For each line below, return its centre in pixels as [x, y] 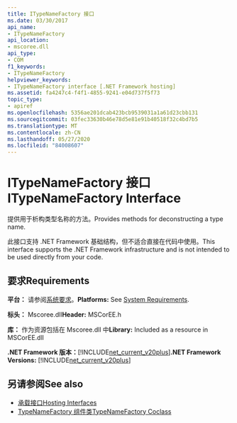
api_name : [22, 27]
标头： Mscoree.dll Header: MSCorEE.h [65, 314]
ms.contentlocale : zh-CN [44, 132]
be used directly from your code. [55, 257]
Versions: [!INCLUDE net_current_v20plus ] [69, 360]
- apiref [20, 106]
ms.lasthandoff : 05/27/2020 [49, 139]
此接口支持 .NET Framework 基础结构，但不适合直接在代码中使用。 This [111, 242]
